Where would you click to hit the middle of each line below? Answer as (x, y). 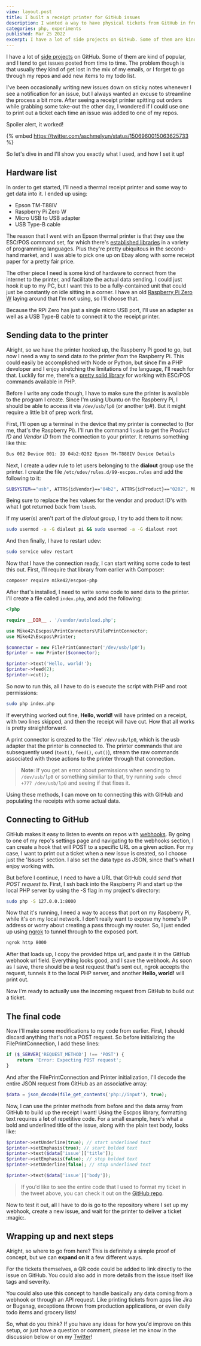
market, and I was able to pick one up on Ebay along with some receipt (107, 255)
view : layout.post (29, 12)
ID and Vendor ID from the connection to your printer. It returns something (97, 436)
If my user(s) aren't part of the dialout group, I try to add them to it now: (95, 518)
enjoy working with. (31, 866)
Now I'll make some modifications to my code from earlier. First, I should (95, 1031)
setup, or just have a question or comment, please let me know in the (91, 1330)
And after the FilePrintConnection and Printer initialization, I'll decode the (96, 1077)
